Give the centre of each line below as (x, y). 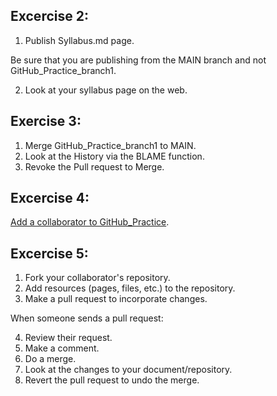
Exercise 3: (46, 121)
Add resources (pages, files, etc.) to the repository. (130, 288)
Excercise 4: (50, 198)
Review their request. (68, 338)
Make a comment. (62, 348)
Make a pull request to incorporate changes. (116, 299)
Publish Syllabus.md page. (79, 40)
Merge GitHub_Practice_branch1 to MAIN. (110, 145)
